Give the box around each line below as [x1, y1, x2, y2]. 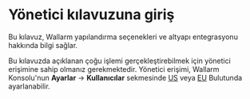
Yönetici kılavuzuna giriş [8, 6, 175, 24]
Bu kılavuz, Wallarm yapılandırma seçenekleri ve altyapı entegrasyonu [8, 32, 238, 42]
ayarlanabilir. [8, 81, 50, 91]
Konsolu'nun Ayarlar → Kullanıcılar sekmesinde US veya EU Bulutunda [8, 73, 243, 82]
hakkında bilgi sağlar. [8, 40, 78, 49]
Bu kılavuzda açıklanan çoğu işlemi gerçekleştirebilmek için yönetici [8, 56, 232, 65]
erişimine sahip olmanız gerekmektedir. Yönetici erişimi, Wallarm [8, 64, 220, 73]
